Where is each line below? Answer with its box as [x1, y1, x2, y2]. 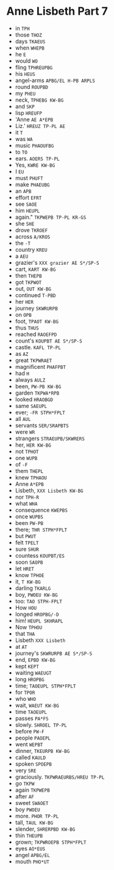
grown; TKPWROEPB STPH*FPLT [15, 838, 87, 845]
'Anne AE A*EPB [15, 115, 54, 123]
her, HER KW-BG [15, 441, 52, 448]
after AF [15, 792, 35, 800]
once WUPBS [15, 513, 44, 520]
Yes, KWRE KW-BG [15, 161, 55, 168]
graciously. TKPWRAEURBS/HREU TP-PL [15, 773, 105, 781]
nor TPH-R [15, 493, 40, 501]
